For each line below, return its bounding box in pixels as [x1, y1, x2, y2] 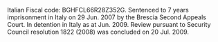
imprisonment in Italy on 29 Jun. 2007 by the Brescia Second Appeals [7, 13, 206, 21]
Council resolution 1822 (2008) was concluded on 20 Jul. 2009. [7, 28, 189, 36]
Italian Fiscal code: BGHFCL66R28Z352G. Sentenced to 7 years [7, 6, 189, 14]
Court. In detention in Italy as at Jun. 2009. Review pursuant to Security [7, 21, 211, 28]
